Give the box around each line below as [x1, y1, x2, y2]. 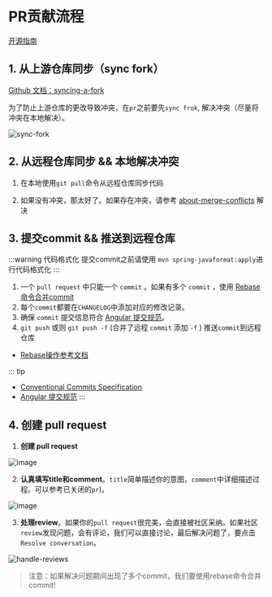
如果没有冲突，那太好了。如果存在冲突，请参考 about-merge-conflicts [19, 195, 255, 204]
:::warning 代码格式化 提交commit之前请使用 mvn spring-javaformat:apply [8, 254, 257, 265]
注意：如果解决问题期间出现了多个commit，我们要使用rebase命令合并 [28, 571, 262, 581]
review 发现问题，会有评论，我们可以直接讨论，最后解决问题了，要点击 [19, 528, 256, 538]
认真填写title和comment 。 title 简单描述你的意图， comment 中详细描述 [19, 474, 253, 485]
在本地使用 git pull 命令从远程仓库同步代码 [19, 178, 164, 187]
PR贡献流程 [8, 7, 84, 26]
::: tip [8, 367, 26, 376]
